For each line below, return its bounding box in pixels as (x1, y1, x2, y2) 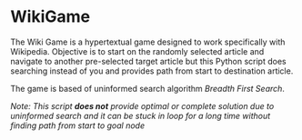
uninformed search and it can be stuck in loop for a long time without (10, 110, 271, 121)
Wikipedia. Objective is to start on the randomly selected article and (10, 45, 265, 56)
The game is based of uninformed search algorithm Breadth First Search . (10, 83, 286, 94)
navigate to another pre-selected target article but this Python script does (10, 55, 287, 66)
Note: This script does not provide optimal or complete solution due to (10, 100, 275, 111)
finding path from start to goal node (10, 120, 146, 131)
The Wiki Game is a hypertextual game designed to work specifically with (10, 36, 286, 47)
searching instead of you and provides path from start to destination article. (10, 65, 294, 76)
